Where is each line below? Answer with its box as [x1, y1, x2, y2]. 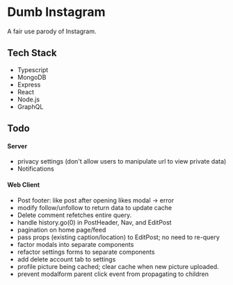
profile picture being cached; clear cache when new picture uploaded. [17, 262, 219, 270]
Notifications [17, 164, 54, 173]
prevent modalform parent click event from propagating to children [17, 270, 209, 278]
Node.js [17, 95, 40, 103]
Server [7, 141, 28, 150]
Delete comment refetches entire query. [17, 211, 132, 219]
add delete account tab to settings [17, 254, 116, 264]
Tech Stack [7, 47, 57, 59]
